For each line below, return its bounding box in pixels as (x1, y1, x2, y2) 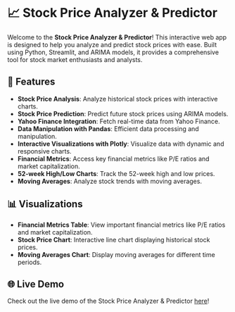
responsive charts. (17, 146, 72, 155)
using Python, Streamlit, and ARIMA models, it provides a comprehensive (7, 48, 220, 56)
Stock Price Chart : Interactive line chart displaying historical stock (17, 235, 210, 244)
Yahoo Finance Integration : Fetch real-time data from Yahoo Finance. (17, 117, 220, 125)
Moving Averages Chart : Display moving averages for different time (17, 250, 216, 258)
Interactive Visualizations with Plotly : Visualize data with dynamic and (17, 139, 224, 148)
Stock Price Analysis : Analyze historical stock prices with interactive (17, 94, 218, 103)
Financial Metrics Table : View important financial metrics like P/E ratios (17, 220, 226, 229)
